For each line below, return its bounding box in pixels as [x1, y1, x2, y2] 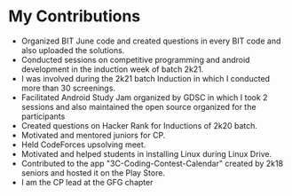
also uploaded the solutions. [20, 44, 125, 55]
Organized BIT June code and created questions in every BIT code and [20, 35, 281, 46]
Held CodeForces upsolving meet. [20, 139, 146, 150]
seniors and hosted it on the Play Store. [20, 167, 166, 178]
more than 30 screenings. [20, 82, 116, 93]
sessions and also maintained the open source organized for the [20, 101, 256, 112]
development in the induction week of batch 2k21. [20, 64, 204, 74]
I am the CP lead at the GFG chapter [20, 176, 154, 187]
